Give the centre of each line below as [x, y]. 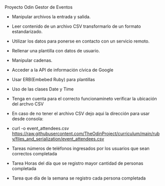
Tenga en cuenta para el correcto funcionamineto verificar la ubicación [84, 99]
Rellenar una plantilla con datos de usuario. [56, 51]
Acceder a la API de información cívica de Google [62, 70]
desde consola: [27, 119]
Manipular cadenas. [32, 60]
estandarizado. [27, 31]
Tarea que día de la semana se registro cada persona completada [79, 178]
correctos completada [34, 154]
